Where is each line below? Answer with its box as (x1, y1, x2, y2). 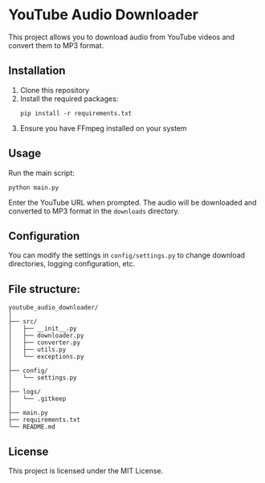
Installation (8, 64, 66, 78)
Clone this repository (19, 85, 90, 95)
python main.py (8, 183, 59, 192)
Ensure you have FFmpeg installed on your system (19, 123, 187, 133)
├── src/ (8, 318, 38, 326)
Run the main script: (8, 168, 75, 177)
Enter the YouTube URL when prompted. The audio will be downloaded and (8, 197, 257, 207)
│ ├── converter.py (8, 339, 81, 347)
